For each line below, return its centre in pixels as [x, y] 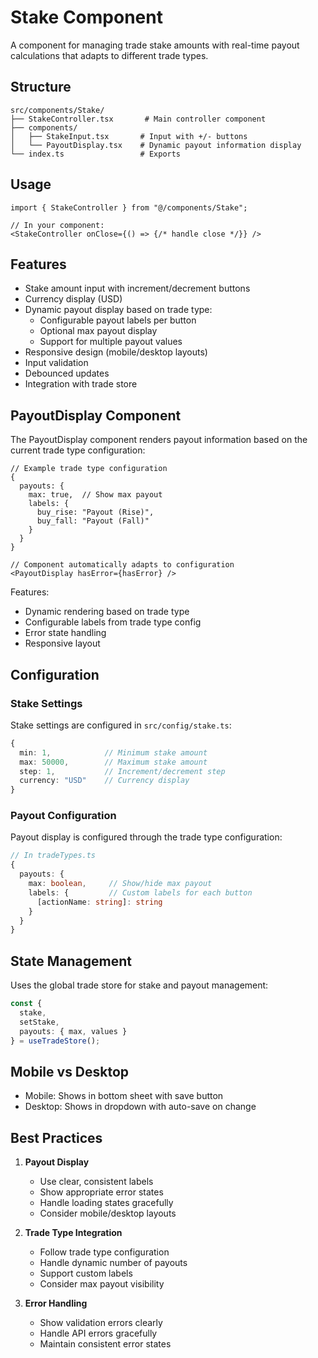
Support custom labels [86, 1273]
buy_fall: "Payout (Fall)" [93, 521]
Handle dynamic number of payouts [113, 1263]
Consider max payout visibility [102, 1284]
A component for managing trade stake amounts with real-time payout [155, 45]
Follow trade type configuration [104, 1252]
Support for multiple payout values [111, 342]
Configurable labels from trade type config [113, 622]
